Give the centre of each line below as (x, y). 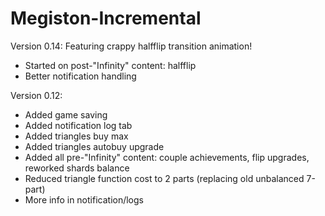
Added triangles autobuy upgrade (94, 146)
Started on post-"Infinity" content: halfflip (110, 65)
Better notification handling (80, 76)
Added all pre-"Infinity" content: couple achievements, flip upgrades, (167, 157)
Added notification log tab (78, 125)
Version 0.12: (36, 95)
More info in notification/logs (84, 199)
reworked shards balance (77, 168)
